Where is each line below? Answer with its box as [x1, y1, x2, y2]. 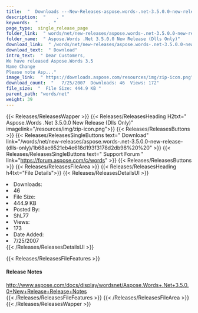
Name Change [6, 63, 35, 70]
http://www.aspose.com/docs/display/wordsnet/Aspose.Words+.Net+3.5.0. [6, 281, 189, 288]
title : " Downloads [6, 8, 60, 15]
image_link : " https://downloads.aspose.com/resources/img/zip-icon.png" [6, 74, 194, 80]
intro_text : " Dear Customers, [6, 53, 85, 58]
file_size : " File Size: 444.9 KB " [6, 86, 101, 92]
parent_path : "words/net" [6, 91, 70, 97]
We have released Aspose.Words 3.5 [6, 58, 94, 64]
